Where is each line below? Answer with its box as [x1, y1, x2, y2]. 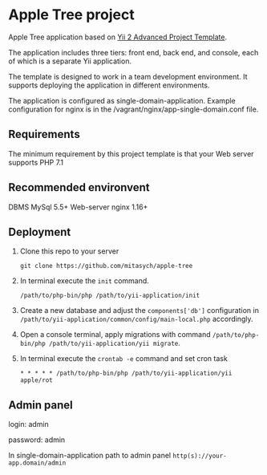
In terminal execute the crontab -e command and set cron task [19, 354, 229, 363]
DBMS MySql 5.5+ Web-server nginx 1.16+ [8, 202, 148, 212]
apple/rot [19, 376, 54, 384]
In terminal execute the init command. [19, 276, 150, 286]
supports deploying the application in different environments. [8, 80, 210, 90]
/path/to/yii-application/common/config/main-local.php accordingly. [19, 315, 254, 324]
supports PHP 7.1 [8, 157, 64, 167]
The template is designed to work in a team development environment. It [8, 71, 248, 81]
